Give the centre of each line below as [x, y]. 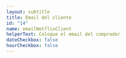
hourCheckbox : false [32, 46]
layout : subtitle [28, 12]
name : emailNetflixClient [39, 29]
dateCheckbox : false [32, 40]
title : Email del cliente [39, 18]
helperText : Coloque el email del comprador [63, 34]
